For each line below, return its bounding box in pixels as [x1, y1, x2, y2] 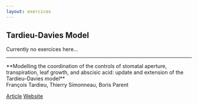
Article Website [6, 93, 43, 100]
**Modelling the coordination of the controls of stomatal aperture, [6, 63, 167, 70]
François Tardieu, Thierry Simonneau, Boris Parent [6, 82, 128, 89]
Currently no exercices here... [6, 46, 78, 53]
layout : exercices [6, 8, 51, 15]
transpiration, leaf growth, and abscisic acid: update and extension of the [6, 69, 184, 76]
